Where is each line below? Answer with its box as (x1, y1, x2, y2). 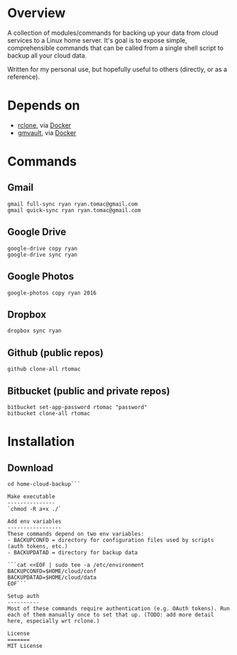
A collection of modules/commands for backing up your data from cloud (7, 28, 219, 37)
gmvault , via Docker (17, 128, 77, 137)
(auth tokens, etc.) (7, 543, 69, 550)
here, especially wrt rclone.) (7, 617, 100, 624)
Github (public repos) (7, 346, 104, 358)
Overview (7, 5, 66, 21)
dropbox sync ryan (7, 327, 62, 335)
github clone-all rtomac (7, 366, 81, 373)
